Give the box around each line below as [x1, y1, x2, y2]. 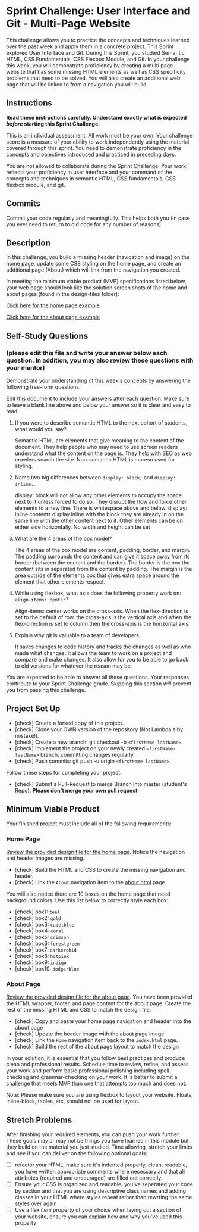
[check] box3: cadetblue [14, 921, 75, 928]
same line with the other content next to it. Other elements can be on [14, 517, 183, 525]
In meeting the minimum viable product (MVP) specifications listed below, [6, 278, 187, 285]
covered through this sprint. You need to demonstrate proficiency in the [6, 144, 181, 151]
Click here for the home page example [6, 302, 100, 309]
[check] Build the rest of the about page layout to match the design [14, 1043, 179, 1050]
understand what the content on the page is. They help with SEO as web [14, 450, 192, 457]
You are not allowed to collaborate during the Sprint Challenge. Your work [6, 162, 187, 169]
